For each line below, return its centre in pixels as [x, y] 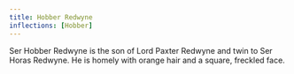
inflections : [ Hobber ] [51, 26]
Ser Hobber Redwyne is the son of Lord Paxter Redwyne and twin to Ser [141, 50]
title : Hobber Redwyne [51, 17]
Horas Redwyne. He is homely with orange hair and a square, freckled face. [147, 60]
